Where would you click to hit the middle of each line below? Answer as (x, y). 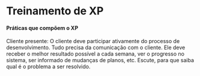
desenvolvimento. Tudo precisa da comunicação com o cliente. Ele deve (96, 48)
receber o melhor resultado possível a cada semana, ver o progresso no (95, 54)
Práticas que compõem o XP (42, 28)
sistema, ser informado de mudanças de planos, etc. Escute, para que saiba (100, 60)
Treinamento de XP (55, 11)
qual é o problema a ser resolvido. (48, 66)
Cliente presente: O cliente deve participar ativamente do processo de (93, 41)
